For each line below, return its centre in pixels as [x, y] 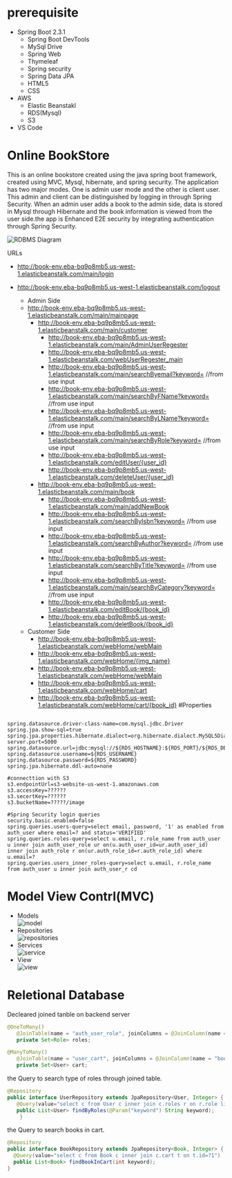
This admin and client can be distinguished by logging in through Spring [109, 197]
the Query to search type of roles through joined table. [85, 1078]
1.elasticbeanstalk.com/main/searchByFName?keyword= [129, 396]
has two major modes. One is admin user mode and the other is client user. [114, 189]
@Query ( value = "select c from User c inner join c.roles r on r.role [117, 1104]
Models [28, 916]
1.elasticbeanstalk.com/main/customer [93, 329]
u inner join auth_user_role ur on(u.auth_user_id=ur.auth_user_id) [108, 845]
